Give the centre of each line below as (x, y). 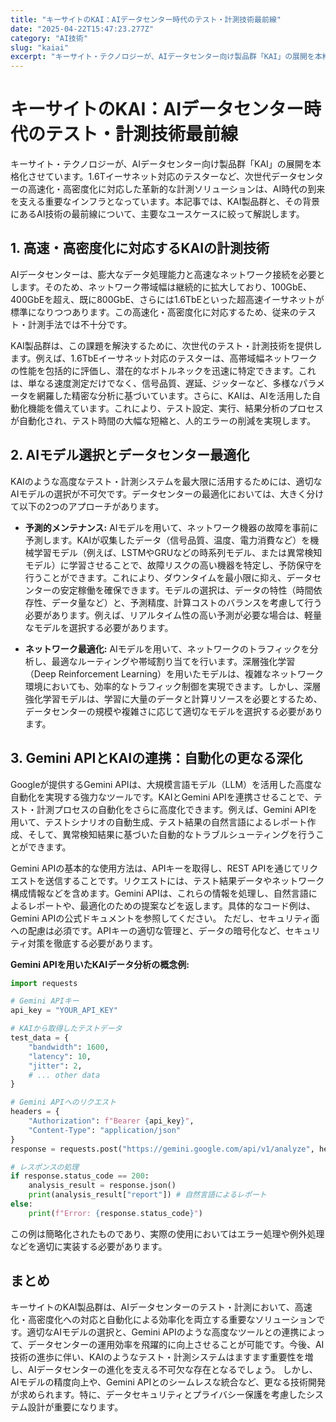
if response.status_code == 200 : (80, 1176)
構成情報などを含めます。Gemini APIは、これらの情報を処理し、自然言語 (159, 893)
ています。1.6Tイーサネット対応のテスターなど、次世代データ (171, 177)
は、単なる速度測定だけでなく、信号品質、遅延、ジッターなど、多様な (155, 383)
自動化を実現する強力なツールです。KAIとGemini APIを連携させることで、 (162, 797)
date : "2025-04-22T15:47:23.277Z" (82, 29)
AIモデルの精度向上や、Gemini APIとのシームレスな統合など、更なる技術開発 (168, 1382)
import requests (44, 983)
